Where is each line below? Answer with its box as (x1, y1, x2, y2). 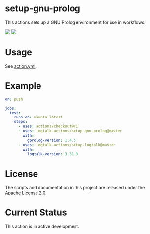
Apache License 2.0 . (5, 190, 47, 195)
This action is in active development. (5, 223, 80, 230)
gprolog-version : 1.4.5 (27, 138, 76, 143)
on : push (5, 97, 23, 102)
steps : (14, 119, 28, 124)
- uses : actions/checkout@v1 (18, 124, 78, 129)
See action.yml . (5, 63, 37, 69)
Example (5, 80, 41, 92)
